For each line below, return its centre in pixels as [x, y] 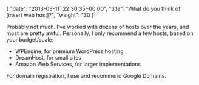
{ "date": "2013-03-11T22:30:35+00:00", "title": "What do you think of [93, 9]
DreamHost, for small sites [48, 58]
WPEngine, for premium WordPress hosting [69, 51]
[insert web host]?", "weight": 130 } [50, 15]
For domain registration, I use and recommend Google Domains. [86, 76]
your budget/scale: [30, 39]
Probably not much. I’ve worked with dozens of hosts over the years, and [98, 27]
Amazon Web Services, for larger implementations [78, 64]
